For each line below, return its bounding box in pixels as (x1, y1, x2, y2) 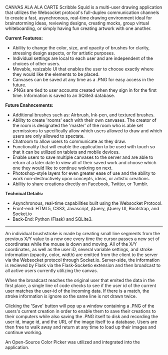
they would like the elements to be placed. (12, 71, 100, 77)
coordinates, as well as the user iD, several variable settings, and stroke (5, 247, 152, 252)
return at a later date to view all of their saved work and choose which (12, 160, 156, 165)
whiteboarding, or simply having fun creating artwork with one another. (5, 25, 151, 31)
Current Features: (5, 35, 43, 41)
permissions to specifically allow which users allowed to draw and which (12, 128, 162, 134)
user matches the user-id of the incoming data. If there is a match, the (5, 288, 149, 294)
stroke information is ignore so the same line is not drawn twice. (5, 293, 137, 299)
